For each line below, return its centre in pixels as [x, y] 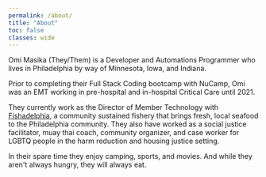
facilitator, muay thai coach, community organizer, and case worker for [124, 133]
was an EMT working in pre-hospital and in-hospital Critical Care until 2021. [132, 92]
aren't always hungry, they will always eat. [77, 165]
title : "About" [33, 23]
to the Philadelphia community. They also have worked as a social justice [127, 124]
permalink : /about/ [40, 15]
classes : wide [32, 38]
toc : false [26, 30]
